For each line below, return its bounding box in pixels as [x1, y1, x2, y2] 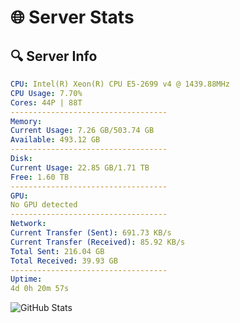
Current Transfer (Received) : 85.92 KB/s [10, 237, 186, 247]
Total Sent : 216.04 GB [10, 246, 105, 256]
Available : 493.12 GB [10, 135, 101, 145]
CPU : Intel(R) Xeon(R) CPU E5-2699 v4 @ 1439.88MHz [10, 79, 230, 89]
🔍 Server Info [10, 47, 98, 65]
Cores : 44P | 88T [10, 97, 83, 108]
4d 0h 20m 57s [10, 284, 70, 294]
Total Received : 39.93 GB [10, 256, 118, 266]
